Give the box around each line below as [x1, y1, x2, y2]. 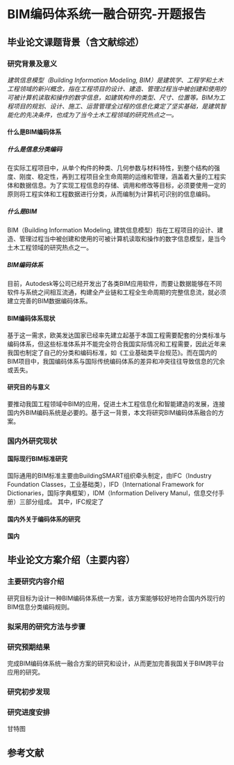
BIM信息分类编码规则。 [7, 602, 74, 611]
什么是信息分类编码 [7, 145, 62, 154]
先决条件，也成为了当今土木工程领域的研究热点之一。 [25, 111, 178, 119]
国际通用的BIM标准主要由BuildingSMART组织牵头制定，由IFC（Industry [7, 471, 212, 480]
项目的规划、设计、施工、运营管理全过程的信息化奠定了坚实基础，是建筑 [12, 102, 220, 110]
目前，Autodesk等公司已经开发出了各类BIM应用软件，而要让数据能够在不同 [7, 280, 222, 288]
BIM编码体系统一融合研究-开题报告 [7, 6, 206, 22]
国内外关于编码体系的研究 [7, 515, 81, 523]
